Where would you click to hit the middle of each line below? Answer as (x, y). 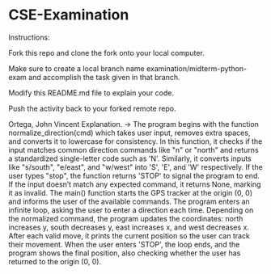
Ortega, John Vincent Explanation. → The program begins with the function (133, 124)
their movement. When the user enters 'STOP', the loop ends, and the (124, 244)
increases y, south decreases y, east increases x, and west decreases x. (129, 227)
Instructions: (29, 37)
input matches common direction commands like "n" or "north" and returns (133, 150)
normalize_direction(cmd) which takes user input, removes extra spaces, (129, 133)
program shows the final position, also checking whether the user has (125, 253)
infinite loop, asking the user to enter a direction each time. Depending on (131, 210)
